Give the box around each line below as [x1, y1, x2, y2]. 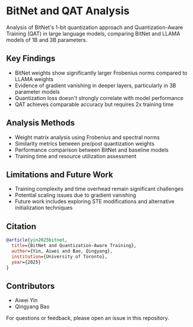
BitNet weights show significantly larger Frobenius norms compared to [14, 69, 188, 76]
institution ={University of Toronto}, [11, 254, 108, 259]
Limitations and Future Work [6, 169, 113, 179]
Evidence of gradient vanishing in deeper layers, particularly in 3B [14, 82, 176, 89]
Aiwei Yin [14, 297, 38, 304]
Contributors [6, 281, 55, 291]
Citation [6, 221, 37, 232]
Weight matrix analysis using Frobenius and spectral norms [14, 133, 160, 140]
